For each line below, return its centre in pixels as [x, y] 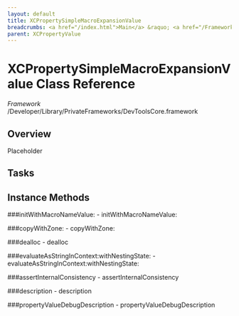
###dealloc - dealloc [38, 242]
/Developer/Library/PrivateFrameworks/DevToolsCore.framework [103, 112]
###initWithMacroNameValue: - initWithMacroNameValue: [92, 215]
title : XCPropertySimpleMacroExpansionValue [74, 21]
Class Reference [86, 84]
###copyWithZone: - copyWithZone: [61, 228]
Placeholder [25, 151]
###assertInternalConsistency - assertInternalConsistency [93, 278]
